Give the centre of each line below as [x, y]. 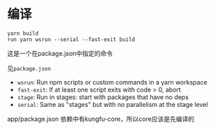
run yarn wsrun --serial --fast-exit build [71, 39]
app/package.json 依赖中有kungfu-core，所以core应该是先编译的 [101, 119]
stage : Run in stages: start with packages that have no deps [103, 97]
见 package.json [29, 68]
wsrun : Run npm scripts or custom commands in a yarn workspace [112, 82]
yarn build [23, 33]
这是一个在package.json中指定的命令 [60, 53]
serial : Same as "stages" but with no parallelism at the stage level [113, 104]
